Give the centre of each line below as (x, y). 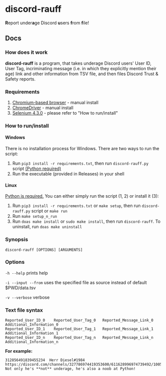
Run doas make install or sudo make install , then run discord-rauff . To (86, 221)
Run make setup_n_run (35, 216)
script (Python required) (37, 168)
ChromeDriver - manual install (43, 108)
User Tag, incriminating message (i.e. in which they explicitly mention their (81, 68)
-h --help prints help (27, 273)
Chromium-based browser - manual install (55, 102)
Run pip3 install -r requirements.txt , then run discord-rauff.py (80, 164)
